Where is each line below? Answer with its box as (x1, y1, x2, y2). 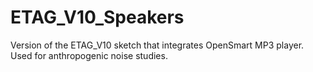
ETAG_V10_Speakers (10, 6, 185, 29)
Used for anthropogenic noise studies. (10, 49, 168, 61)
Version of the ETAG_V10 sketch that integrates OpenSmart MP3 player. (10, 39, 305, 51)
